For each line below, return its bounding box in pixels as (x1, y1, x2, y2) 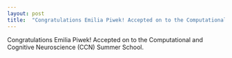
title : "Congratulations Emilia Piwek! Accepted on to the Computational (7, 17, 227, 23)
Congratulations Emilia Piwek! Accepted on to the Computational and (7, 35, 204, 43)
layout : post (7, 10, 45, 17)
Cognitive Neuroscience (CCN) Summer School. (7, 43, 144, 51)
